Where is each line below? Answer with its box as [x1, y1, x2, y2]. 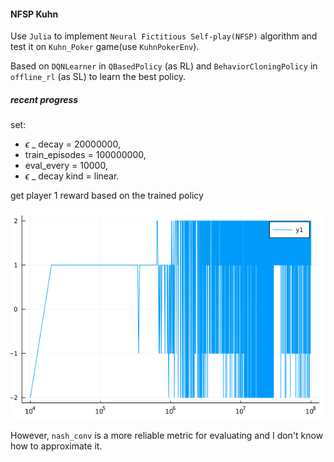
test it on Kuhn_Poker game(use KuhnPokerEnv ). [10, 41, 200, 53]
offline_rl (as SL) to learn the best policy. [10, 71, 187, 83]
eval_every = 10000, [24, 160, 108, 172]
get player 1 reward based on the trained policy [10, 190, 204, 202]
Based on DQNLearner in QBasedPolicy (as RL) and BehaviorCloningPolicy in [10, 60, 318, 72]
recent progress [10, 93, 79, 105]
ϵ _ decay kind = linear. [24, 170, 120, 182]
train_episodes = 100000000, [24, 149, 147, 161]
